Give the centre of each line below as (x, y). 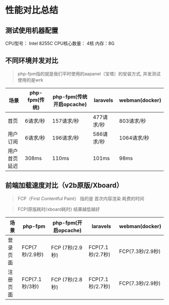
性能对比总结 (32, 10)
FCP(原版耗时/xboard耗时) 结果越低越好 (59, 209)
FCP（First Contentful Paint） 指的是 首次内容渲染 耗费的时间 (81, 198)
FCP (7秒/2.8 (67, 279)
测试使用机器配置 (32, 30)
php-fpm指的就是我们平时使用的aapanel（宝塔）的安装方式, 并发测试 (89, 74)
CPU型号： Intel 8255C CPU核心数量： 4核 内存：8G (60, 43)
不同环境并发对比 (32, 61)
